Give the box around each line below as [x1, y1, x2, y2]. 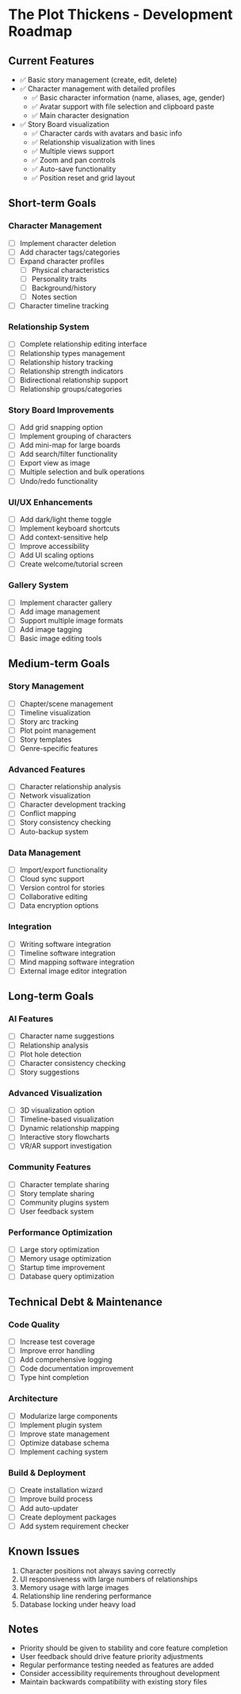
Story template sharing [19, 1188, 95, 1198]
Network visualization [19, 791, 91, 800]
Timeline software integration [19, 948, 117, 957]
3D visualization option [19, 1106, 95, 1115]
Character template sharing [19, 1179, 109, 1189]
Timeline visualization [19, 707, 91, 717]
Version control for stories [19, 883, 105, 893]
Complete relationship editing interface [19, 339, 147, 349]
